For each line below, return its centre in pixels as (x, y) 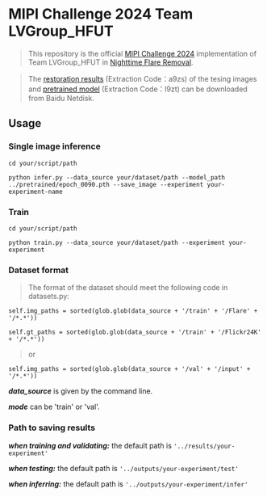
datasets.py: (49, 297)
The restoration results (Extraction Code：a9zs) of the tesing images (142, 78)
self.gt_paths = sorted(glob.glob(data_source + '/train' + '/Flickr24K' (135, 332)
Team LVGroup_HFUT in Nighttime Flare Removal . (111, 62)
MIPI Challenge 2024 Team (101, 14)
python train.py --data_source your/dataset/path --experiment (117, 242)
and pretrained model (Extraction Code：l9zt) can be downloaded (138, 89)
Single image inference (54, 146)
